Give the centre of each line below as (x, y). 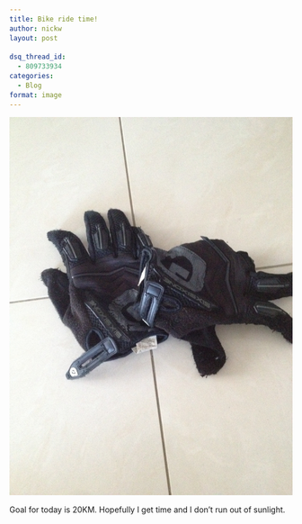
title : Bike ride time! (54, 19)
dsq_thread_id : (38, 57)
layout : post (34, 38)
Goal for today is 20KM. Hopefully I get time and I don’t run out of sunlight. (147, 510)
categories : (31, 77)
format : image (36, 95)
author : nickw (36, 28)
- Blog (30, 86)
